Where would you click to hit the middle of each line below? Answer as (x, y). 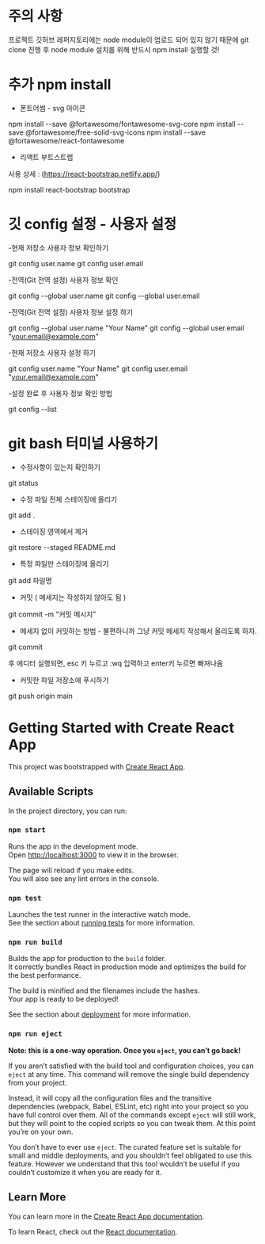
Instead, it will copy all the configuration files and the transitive (110, 1097)
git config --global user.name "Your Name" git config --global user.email (126, 328)
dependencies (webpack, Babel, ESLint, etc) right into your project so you (129, 1106)
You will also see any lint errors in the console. (84, 878)
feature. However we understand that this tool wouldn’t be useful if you (124, 1164)
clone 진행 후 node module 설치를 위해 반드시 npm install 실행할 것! (114, 49)
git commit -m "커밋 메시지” (52, 614)
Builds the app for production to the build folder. (87, 959)
